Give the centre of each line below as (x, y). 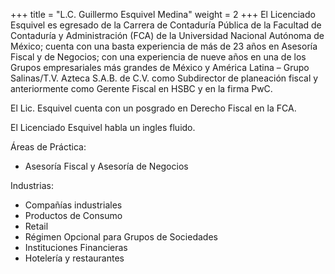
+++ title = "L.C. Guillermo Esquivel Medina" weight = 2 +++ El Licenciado (163, 14)
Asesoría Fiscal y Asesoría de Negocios (106, 166)
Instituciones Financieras (76, 247)
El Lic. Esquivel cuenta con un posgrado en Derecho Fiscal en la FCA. (153, 108)
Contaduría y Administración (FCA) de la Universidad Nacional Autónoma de (167, 35)
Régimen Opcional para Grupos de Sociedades (121, 237)
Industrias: (32, 185)
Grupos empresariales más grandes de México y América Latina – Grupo (160, 67)
